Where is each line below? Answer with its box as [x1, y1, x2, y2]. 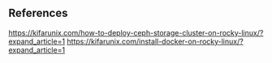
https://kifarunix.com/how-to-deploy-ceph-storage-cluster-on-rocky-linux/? [8, 27, 264, 37]
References [8, 6, 68, 20]
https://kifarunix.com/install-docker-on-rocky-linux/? [67, 36, 244, 46]
